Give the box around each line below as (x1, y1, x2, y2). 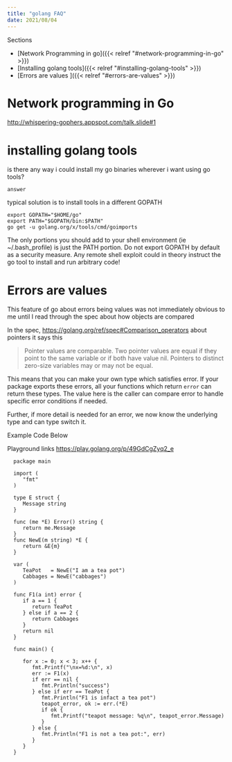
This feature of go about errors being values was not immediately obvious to (7, 305, 225, 314)
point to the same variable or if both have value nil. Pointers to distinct (24, 354, 224, 362)
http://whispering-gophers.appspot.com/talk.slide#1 (7, 118, 156, 127)
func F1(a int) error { (13, 592, 82, 599)
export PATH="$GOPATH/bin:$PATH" (7, 218, 104, 225)
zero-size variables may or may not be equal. (24, 362, 154, 370)
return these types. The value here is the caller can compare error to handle (7, 389, 224, 398)
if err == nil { (32, 676, 79, 683)
